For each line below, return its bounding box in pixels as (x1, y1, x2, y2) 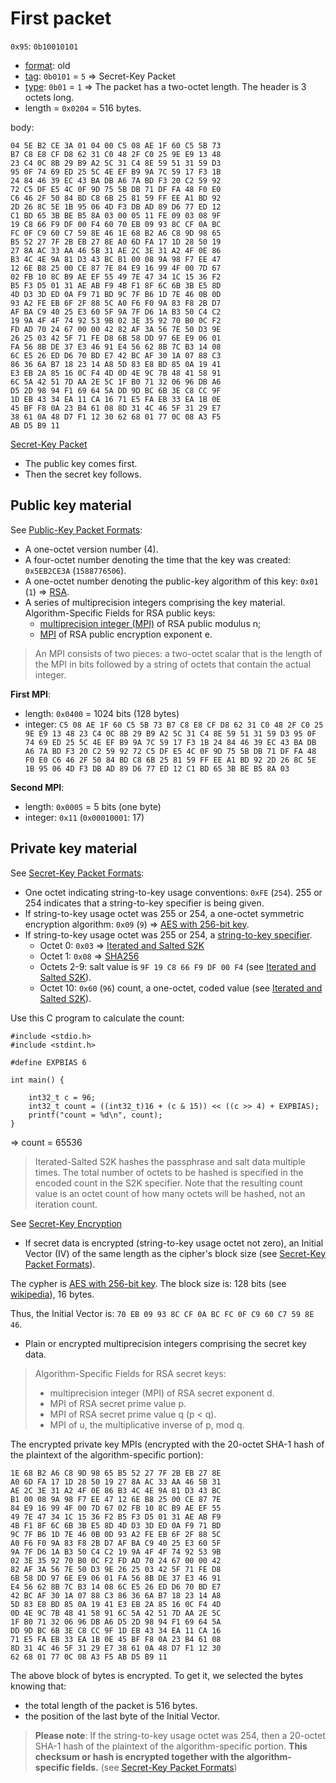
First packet (10, 7, 112, 30)
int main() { (10, 1075, 65, 1085)
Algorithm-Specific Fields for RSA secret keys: (34, 1367, 227, 1379)
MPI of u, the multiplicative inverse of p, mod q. (49, 1418, 245, 1431)
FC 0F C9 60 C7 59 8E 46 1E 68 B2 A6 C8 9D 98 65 (10, 228, 222, 238)
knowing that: (10, 1680, 67, 1692)
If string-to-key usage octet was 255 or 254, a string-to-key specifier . (24, 928, 313, 941)
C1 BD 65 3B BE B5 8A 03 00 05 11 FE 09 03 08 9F (10, 210, 222, 221)
